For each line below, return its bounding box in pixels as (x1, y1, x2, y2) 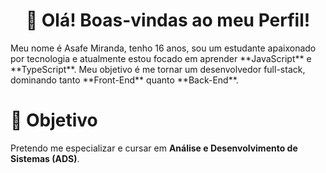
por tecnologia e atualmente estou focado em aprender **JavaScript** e (10, 52, 312, 64)
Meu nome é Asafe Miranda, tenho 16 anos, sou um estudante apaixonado (10, 42, 317, 54)
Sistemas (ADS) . (10, 152, 80, 164)
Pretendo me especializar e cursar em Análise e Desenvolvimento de (10, 142, 298, 154)
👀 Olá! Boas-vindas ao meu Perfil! (25, 9, 311, 32)
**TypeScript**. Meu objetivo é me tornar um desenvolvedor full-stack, (10, 63, 306, 75)
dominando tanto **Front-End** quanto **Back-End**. (10, 74, 239, 86)
